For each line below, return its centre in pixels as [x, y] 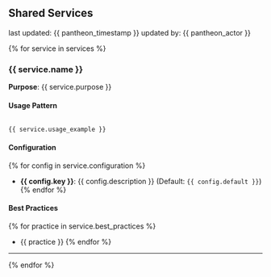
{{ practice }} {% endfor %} [66, 241]
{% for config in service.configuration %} [77, 166]
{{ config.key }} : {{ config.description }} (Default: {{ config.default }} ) [141, 181]
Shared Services [51, 13]
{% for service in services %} [57, 48]
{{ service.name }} [46, 69]
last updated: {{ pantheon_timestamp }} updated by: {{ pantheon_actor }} [130, 32]
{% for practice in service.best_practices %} [82, 226]
